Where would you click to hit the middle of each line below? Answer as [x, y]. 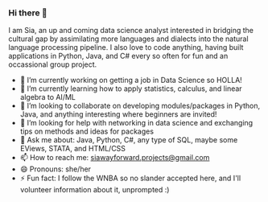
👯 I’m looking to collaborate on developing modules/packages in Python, [140, 106]
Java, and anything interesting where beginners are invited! [118, 114]
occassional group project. [53, 64]
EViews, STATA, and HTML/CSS [73, 149]
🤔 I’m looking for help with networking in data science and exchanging [136, 123]
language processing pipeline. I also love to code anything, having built [126, 47]
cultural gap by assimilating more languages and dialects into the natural [128, 39]
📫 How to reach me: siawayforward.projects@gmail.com [115, 158]
